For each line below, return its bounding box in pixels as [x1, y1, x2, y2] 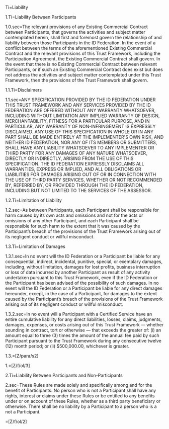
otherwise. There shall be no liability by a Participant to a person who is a [5, 403, 157, 409]
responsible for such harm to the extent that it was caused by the [5, 223, 140, 229]
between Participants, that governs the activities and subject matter [5, 29, 146, 35]
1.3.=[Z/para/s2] [5, 353, 39, 359]
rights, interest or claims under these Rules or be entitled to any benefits [5, 393, 155, 399]
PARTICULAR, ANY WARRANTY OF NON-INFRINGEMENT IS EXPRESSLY [5, 123, 156, 129]
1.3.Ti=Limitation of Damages [5, 243, 65, 249]
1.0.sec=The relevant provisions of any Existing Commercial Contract [5, 24, 148, 30]
